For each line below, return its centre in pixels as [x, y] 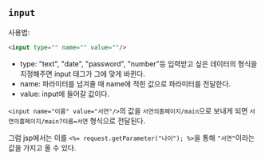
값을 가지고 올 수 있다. [42, 147]
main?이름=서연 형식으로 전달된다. [95, 121]
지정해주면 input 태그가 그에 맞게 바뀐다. [82, 74]
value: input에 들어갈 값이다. [65, 94]
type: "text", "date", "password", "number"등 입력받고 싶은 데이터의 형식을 [138, 63]
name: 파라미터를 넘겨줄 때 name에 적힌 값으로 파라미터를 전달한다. [125, 83]
